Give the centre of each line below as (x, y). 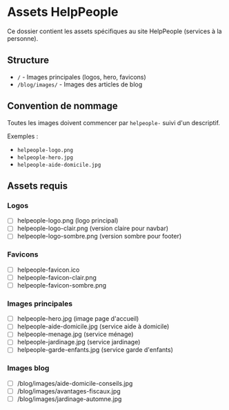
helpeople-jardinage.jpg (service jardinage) (79, 342)
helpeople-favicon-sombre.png (62, 285)
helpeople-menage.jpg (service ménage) (75, 334)
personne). (23, 38)
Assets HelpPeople (63, 12)
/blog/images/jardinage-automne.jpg (69, 399)
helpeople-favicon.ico (48, 270)
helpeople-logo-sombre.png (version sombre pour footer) (99, 236)
